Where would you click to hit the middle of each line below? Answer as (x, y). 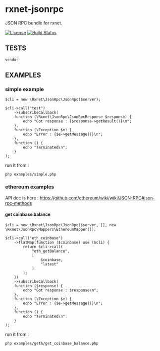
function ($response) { (39, 286)
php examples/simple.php (31, 175)
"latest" (49, 264)
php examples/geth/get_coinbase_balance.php (52, 343)
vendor (12, 60)
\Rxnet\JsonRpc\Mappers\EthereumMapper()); (51, 229)
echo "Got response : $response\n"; (61, 290)
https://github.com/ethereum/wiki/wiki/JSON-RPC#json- (97, 198)
